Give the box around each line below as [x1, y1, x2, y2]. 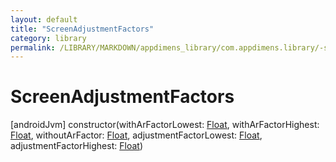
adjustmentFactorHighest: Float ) [10, 140, 143, 152]
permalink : [10, 42, 56, 53]
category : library [10, 33, 87, 43]
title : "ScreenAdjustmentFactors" [10, 24, 155, 34]
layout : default [10, 14, 78, 25]
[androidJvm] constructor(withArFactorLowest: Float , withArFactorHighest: [10, 119, 320, 131]
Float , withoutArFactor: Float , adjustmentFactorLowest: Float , [10, 129, 263, 141]
